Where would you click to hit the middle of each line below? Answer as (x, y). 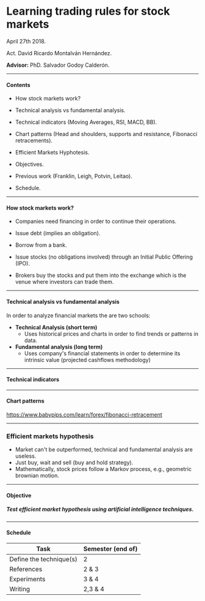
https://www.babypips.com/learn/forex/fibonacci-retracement (85, 414)
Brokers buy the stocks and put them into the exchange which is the (101, 275)
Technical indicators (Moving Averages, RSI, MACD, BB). (86, 122)
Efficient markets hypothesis (50, 436)
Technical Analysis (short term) (56, 327)
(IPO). (23, 263)
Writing (20, 589)
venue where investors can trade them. (64, 282)
